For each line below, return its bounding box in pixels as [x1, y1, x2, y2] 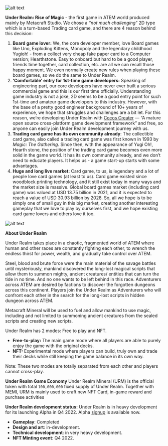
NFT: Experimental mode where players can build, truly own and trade [12, 348, 158, 354]
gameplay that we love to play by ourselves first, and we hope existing [12, 206, 158, 211]
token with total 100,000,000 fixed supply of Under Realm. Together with [5, 384, 154, 389]
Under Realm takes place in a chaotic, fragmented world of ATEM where [5, 240, 154, 246]
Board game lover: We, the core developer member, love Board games [12, 40, 159, 46]
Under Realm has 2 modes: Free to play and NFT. [5, 328, 107, 334]
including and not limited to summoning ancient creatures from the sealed [5, 313, 158, 319]
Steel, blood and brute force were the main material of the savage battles [5, 260, 156, 266]
